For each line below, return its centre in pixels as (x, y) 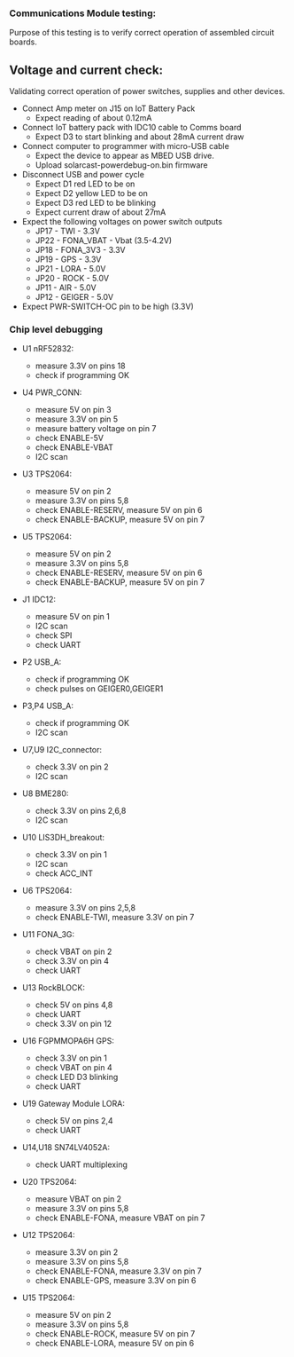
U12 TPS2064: (48, 1235)
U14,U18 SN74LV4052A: (66, 1148)
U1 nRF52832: (48, 349)
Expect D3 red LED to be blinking (96, 203)
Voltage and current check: (86, 70)
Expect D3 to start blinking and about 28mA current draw (140, 137)
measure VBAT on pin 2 (78, 1199)
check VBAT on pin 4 (73, 1068)
